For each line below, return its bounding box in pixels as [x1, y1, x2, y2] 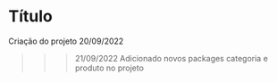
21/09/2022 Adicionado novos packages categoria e [74, 53, 269, 63]
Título [8, 6, 53, 27]
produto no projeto [74, 62, 145, 73]
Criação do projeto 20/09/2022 [8, 36, 124, 46]
